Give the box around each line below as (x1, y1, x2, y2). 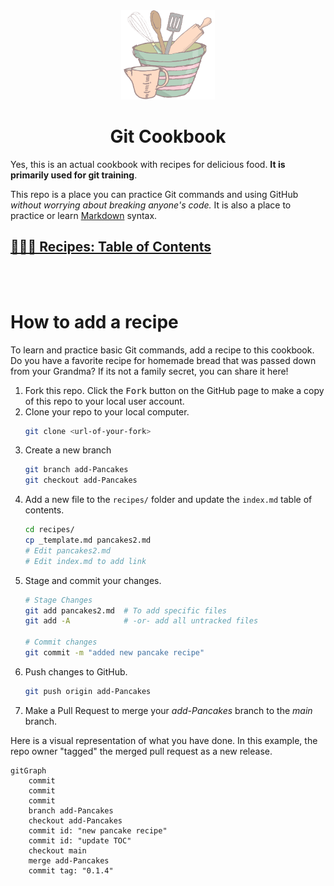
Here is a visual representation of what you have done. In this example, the (10, 734, 318, 746)
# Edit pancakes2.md (24, 545, 111, 556)
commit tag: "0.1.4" (28, 865, 114, 876)
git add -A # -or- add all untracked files (24, 616, 259, 626)
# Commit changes (24, 637, 98, 648)
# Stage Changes (24, 595, 93, 605)
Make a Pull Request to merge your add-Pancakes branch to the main (24, 704, 313, 716)
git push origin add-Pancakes (24, 686, 152, 696)
